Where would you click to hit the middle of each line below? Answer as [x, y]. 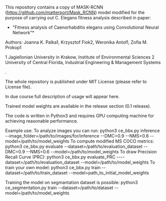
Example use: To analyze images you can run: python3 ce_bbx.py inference [83, 131]
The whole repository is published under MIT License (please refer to [76, 82]
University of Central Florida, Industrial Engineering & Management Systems [83, 62]
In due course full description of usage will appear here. [62, 97]
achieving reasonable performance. [42, 121]
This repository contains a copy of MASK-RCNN [54, 7]
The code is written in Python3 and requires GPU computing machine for [80, 116]
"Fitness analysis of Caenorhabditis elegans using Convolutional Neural [85, 27]
